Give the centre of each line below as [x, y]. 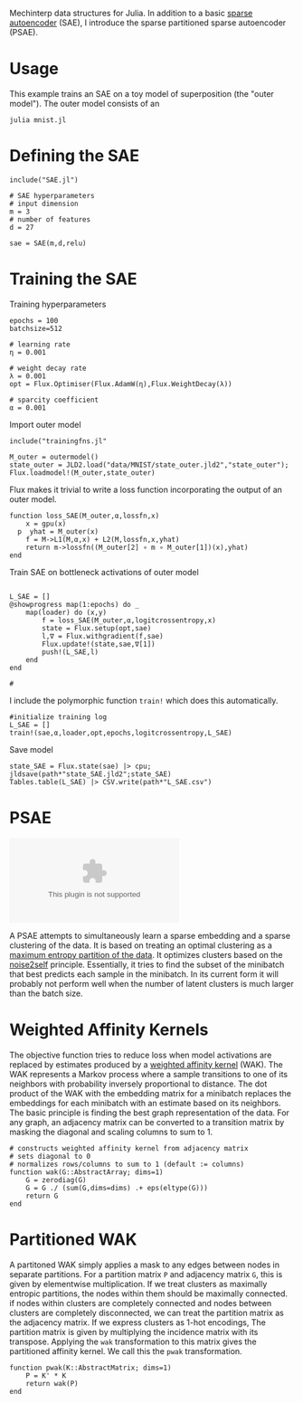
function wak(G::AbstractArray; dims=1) [87, 1172]
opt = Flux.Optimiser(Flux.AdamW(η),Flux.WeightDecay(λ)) [121, 384]
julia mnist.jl [38, 120]
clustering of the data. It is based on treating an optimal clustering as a [141, 945]
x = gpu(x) [46, 524]
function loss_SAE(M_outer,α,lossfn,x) [85, 516]
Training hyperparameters [58, 304]
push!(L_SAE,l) [71, 652]
